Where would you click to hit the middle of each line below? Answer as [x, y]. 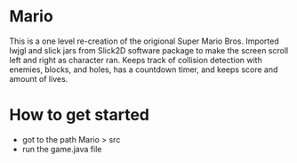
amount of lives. [39, 78]
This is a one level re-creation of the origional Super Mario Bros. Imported [144, 41]
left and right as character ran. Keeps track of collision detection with [136, 60]
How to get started [79, 115]
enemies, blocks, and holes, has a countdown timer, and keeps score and [144, 69]
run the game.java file [62, 149]
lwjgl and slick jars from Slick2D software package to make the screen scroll [149, 50]
